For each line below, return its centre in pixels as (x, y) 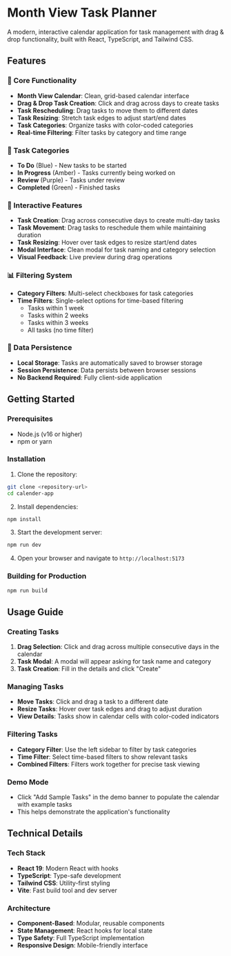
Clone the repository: (47, 474)
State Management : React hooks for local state (85, 930)
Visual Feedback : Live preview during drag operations (94, 257)
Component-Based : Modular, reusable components (91, 924)
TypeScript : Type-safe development (69, 875)
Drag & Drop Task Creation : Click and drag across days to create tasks (118, 103)
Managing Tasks (36, 687)
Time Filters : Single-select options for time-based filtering (100, 300)
